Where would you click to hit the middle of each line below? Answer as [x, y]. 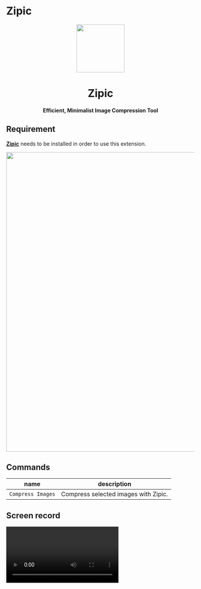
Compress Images [32, 494]
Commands [28, 467]
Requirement [31, 129]
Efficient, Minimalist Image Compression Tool [100, 110]
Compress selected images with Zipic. [115, 494]
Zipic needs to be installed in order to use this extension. [76, 144]
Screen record [33, 516]
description [115, 484]
